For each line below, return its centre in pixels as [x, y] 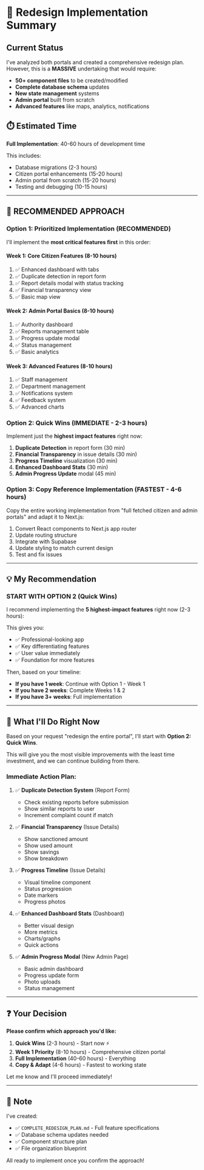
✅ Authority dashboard [44, 324]
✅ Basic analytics [37, 352]
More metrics [41, 932]
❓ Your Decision [36, 1013]
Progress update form [52, 975]
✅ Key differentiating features [52, 647]
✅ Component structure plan [51, 1141]
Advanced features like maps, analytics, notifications [82, 106]
